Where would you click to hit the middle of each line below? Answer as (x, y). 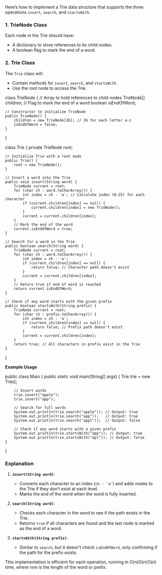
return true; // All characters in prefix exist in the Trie (77, 344)
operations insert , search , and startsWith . (48, 12)
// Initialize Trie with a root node (43, 156)
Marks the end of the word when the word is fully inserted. (78, 494)
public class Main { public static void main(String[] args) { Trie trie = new (78, 376)
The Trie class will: (24, 73)
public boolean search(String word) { (44, 246)
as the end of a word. (41, 528)
